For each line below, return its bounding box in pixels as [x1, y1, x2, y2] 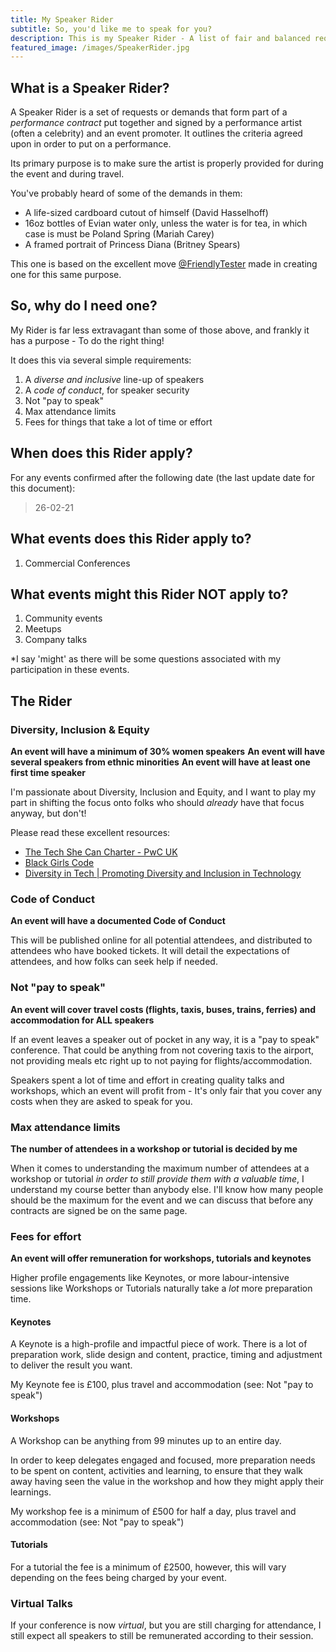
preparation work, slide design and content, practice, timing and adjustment [10, 1349, 323, 1361]
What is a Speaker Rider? [10, 79, 170, 96]
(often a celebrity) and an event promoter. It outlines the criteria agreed [10, 127, 303, 140]
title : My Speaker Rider [10, 14, 114, 25]
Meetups [24, 623, 62, 635]
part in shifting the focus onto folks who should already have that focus [10, 797, 305, 808]
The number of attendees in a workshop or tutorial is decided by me [10, 1142, 298, 1155]
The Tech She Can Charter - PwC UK [24, 846, 178, 858]
